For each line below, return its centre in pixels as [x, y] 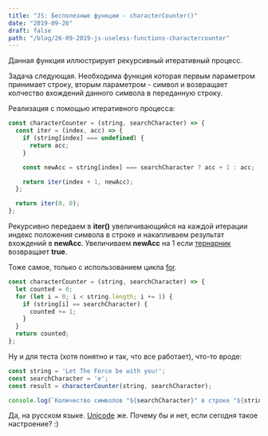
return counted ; [42, 334]
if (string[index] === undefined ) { [84, 138]
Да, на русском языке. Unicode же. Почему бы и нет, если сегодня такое [133, 415]
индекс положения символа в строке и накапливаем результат [116, 235]
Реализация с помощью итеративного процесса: [92, 109]
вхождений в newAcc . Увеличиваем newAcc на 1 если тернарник [120, 243]
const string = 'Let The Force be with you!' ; [87, 371]
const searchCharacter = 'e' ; [59, 379]
